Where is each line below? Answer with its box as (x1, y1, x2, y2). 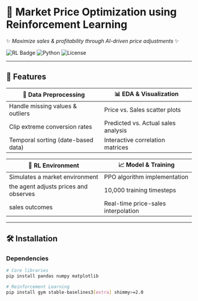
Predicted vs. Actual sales (104, 119, 176, 127)
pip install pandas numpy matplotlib (6, 273, 99, 279)
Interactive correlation (104, 136, 166, 144)
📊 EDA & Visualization (114, 90, 179, 98)
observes (9, 189, 35, 198)
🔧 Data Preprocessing (22, 91, 85, 99)
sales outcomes (9, 203, 53, 211)
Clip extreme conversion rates (9, 122, 93, 130)
